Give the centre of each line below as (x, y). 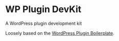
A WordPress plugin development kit (44, 23)
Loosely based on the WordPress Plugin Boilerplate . (60, 33)
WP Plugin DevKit (43, 9)
